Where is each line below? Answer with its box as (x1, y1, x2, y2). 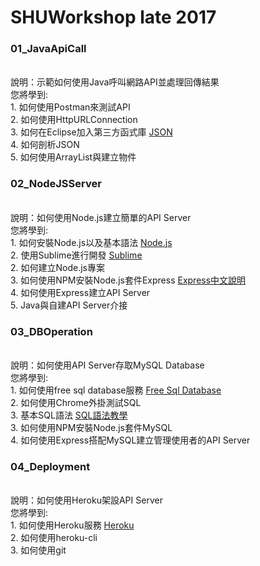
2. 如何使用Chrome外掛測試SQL (10, 397, 142, 409)
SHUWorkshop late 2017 (10, 6, 217, 29)
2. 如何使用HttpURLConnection (10, 114, 138, 126)
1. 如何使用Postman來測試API (10, 101, 131, 113)
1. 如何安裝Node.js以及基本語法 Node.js (10, 236, 173, 248)
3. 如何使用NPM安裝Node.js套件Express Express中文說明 (10, 274, 247, 286)
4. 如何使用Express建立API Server (10, 286, 151, 298)
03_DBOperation (10, 324, 93, 338)
